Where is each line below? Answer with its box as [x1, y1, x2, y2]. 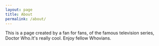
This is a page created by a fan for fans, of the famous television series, [5, 30, 154, 36]
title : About [5, 12, 33, 17]
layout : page [5, 7, 33, 12]
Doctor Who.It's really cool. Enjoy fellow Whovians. [5, 35, 112, 41]
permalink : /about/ [5, 16, 46, 21]
